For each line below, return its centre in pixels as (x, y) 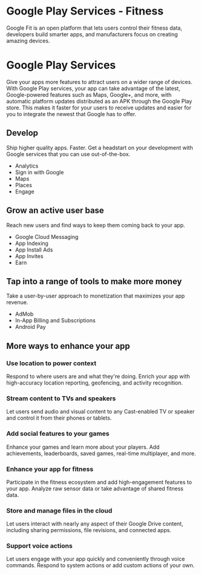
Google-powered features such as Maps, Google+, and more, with (89, 94)
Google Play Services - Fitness (85, 11)
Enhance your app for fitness (50, 469)
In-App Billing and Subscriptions (55, 320)
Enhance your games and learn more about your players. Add (83, 447)
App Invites (29, 256)
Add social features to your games (58, 434)
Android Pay (31, 327)
